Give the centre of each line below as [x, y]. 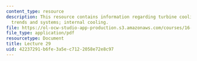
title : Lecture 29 [28, 44]
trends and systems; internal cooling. [60, 22]
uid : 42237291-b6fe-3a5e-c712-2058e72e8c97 [60, 49]
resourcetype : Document [35, 38]
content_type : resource [35, 11]
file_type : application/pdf [40, 33]
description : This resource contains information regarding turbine [91, 17]
